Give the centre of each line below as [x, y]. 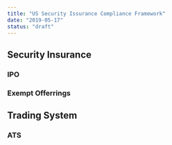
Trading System [42, 116]
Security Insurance [49, 54]
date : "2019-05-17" [35, 20]
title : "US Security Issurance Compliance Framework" [87, 14]
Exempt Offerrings [39, 93]
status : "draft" [31, 26]
